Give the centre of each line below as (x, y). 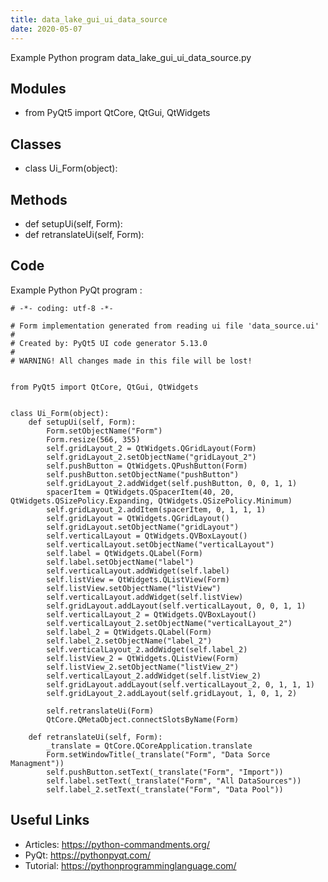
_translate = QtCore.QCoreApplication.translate (149, 746)
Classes (36, 144)
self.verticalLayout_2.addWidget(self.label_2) (147, 649)
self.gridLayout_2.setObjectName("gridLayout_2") (151, 457)
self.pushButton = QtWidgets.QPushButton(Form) (147, 466)
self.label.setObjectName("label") (120, 562)
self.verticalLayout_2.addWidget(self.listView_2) (154, 676)
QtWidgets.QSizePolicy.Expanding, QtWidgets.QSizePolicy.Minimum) (151, 501)
